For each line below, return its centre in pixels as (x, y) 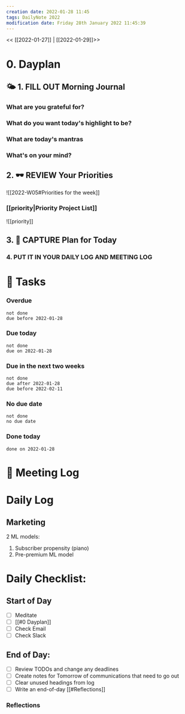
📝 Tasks (26, 282)
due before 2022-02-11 (34, 389)
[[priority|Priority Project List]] (52, 208)
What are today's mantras (45, 139)
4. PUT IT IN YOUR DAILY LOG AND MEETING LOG (79, 257)
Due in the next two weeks (46, 366)
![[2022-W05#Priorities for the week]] (53, 193)
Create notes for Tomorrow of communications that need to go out (97, 676)
